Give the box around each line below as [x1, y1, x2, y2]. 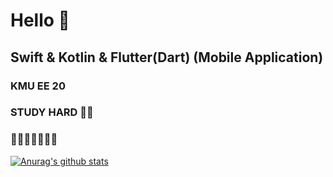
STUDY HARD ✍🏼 [10, 105, 94, 119]
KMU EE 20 [10, 79, 66, 93]
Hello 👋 [10, 9, 70, 32]
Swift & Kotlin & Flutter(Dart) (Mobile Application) [10, 49, 324, 66]
